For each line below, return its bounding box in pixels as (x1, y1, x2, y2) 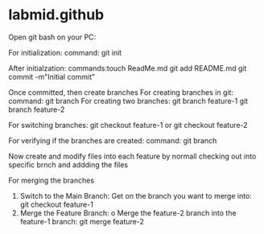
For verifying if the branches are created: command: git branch (8, 135, 217, 146)
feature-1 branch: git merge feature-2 (19, 216, 145, 226)
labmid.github (8, 6, 105, 24)
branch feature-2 (8, 105, 65, 114)
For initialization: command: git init (8, 47, 122, 57)
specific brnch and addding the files (8, 159, 129, 170)
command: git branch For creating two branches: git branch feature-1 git (8, 96, 248, 105)
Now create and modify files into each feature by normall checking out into (8, 151, 257, 161)
